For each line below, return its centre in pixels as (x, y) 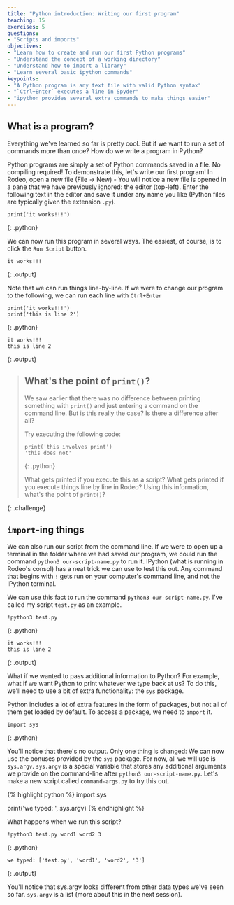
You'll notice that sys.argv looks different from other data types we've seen (115, 887)
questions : (23, 33)
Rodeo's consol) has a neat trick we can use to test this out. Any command (115, 569)
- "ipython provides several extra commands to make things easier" (109, 99)
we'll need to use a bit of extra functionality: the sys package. (95, 691)
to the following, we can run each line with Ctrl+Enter (85, 295)
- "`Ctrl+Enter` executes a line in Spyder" (73, 92)
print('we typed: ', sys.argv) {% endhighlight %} (76, 808)
